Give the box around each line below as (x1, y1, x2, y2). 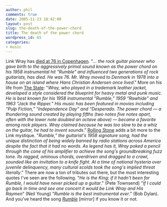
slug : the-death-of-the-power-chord (5, 26, 82, 31)
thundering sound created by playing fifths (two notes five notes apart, (5, 111, 151, 117)
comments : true (5, 12, 37, 17)
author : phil (5, 7, 33, 12)
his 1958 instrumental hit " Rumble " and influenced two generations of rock (5, 68, 159, 75)
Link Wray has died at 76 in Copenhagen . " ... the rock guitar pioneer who (5, 58, 155, 64)
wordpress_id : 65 (5, 35, 42, 40)
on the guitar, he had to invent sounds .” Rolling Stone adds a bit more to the (5, 127, 161, 133)
